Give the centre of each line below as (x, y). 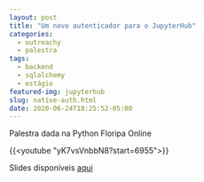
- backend (35, 67)
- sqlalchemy (41, 75)
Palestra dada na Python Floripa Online (81, 133)
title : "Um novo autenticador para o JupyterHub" (103, 26)
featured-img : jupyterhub (57, 91)
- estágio (35, 83)
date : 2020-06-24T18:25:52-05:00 (71, 108)
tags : (19, 59)
